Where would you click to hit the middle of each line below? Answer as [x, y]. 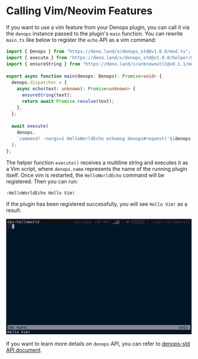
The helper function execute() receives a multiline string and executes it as [97, 162]
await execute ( [30, 126]
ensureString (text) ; [47, 95]
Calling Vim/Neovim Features [80, 11]
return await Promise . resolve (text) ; [68, 101]
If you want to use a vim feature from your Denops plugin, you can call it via [98, 27]
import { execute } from [37, 57]
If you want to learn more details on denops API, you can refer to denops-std [98, 344]
